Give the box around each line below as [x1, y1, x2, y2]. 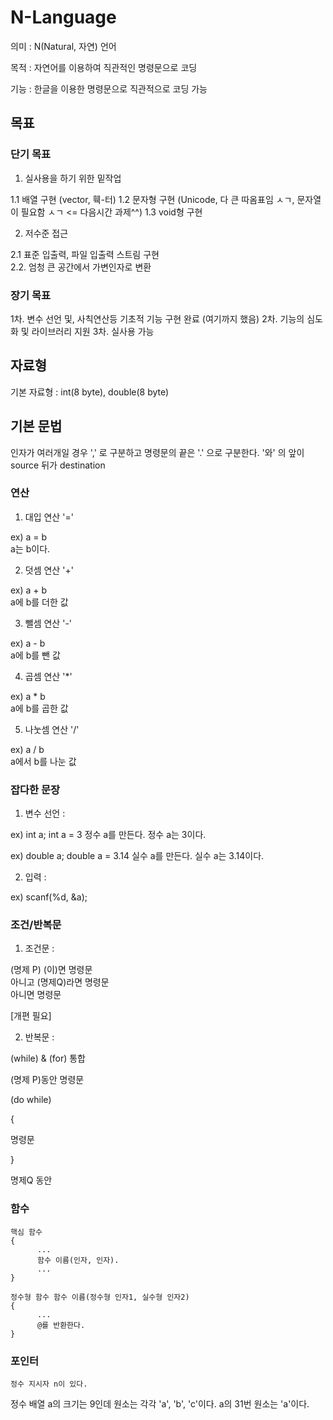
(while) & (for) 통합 [10, 1052, 86, 1065]
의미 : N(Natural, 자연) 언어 [10, 40, 117, 52]
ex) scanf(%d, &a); [10, 891, 88, 903]
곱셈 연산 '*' [24, 670, 73, 682]
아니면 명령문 [10, 989, 62, 1001]
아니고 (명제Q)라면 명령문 [10, 976, 110, 988]
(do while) [10, 1094, 52, 1106]
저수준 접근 [24, 227, 69, 239]
